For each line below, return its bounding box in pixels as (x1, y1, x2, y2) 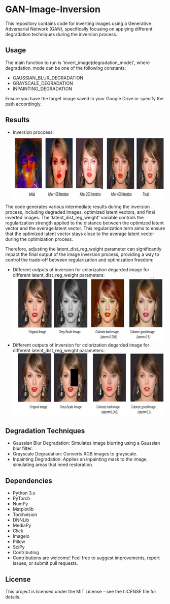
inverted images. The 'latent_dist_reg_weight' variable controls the (5, 214, 144, 220)
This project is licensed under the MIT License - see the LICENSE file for (5, 589, 156, 594)
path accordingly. (5, 101, 42, 107)
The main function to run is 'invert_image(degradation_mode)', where (5, 60, 150, 66)
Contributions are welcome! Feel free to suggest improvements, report (12, 555, 160, 561)
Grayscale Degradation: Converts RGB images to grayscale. (12, 451, 138, 457)
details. (5, 594, 21, 600)
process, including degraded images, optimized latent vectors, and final (5, 209, 155, 215)
